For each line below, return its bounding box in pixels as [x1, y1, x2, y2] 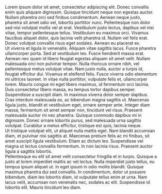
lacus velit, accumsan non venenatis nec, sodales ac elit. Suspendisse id [5, 179, 150, 185]
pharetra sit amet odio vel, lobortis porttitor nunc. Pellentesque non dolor [5, 19, 150, 25]
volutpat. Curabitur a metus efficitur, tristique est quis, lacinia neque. [5, 123, 142, 128]
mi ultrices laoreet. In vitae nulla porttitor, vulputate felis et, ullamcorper [5, 76, 148, 82]
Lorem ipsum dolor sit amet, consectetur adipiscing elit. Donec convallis [5, 4, 149, 10]
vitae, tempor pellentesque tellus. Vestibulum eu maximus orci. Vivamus [5, 30, 149, 35]
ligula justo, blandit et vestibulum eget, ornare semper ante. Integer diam [5, 102, 150, 108]
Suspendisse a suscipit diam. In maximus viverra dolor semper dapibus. [5, 92, 149, 97]
